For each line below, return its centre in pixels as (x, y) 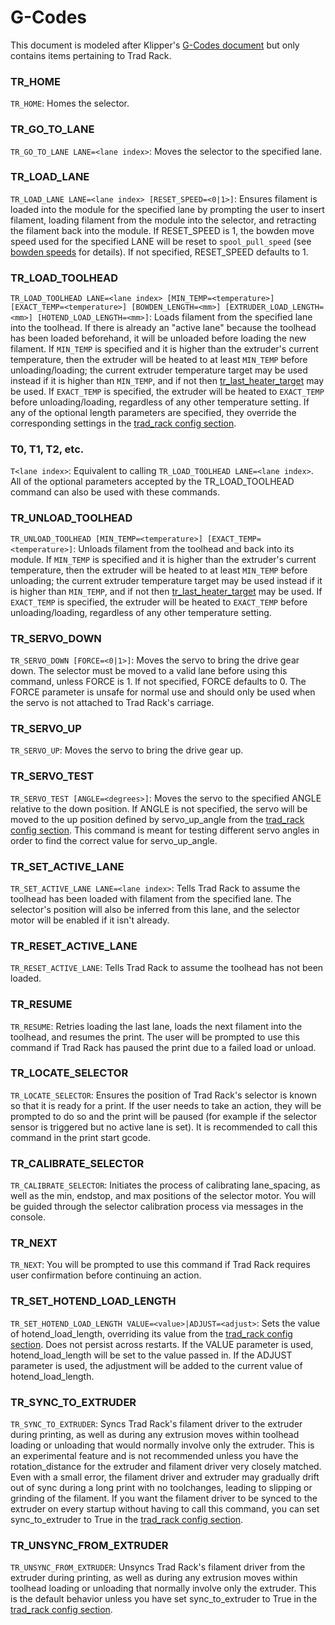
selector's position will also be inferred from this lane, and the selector (155, 909)
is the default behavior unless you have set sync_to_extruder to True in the (164, 1599)
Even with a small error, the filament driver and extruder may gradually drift (165, 1477)
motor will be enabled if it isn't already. (90, 920)
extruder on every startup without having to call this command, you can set (165, 1508)
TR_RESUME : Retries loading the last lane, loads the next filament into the (156, 1026)
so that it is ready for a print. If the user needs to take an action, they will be (166, 1105)
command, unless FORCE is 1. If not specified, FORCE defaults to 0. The (158, 682)
